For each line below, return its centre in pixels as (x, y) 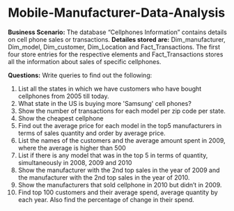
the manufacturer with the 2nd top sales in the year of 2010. (104, 177)
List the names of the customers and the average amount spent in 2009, (122, 140)
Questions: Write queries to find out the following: (80, 75)
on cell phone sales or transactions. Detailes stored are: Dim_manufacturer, (117, 39)
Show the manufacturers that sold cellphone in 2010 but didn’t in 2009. (120, 185)
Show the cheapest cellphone (61, 118)
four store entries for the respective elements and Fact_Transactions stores (116, 54)
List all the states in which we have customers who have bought (110, 88)
